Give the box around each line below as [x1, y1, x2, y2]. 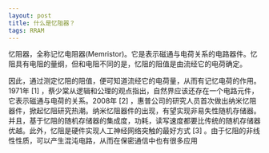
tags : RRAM [8, 26, 45, 34]
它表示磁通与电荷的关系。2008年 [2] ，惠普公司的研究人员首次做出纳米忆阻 [8, 96, 257, 106]
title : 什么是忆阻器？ [8, 19, 76, 27]
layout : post [8, 11, 52, 20]
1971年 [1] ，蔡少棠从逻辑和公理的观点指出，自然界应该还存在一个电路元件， [8, 86, 259, 96]
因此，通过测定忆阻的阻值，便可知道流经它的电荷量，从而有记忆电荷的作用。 [8, 76, 261, 86]
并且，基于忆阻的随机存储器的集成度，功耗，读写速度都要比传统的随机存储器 [8, 116, 261, 126]
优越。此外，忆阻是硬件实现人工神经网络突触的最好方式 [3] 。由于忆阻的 [8, 126, 247, 135]
